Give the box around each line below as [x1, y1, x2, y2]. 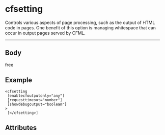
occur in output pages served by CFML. [5, 30, 86, 36]
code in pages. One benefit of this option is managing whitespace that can [5, 24, 156, 30]
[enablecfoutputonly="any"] [7, 93, 65, 98]
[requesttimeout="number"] [7, 97, 63, 102]
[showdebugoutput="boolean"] [7, 102, 67, 107]
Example [5, 76, 32, 84]
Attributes [5, 123, 37, 132]
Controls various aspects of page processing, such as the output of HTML [5, 20, 155, 25]
